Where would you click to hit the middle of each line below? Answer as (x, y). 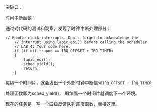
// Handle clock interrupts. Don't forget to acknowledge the (72, 38)
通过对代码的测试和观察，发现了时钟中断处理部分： (58, 28)
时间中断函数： (21, 18)
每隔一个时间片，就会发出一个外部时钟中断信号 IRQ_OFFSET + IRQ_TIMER (78, 83)
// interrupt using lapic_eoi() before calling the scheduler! (82, 42)
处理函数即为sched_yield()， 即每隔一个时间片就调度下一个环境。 (72, 93)
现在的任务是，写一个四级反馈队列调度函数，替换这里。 (62, 104)
